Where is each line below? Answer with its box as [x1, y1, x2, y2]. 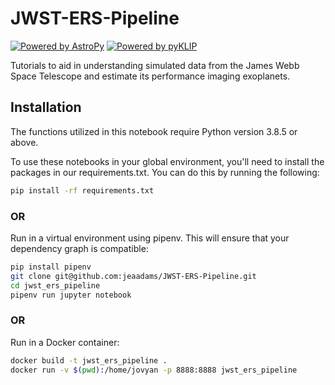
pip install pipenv [10, 262, 92, 272]
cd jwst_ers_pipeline [10, 280, 101, 291]
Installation [10, 99, 82, 116]
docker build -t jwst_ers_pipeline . [10, 355, 168, 366]
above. [10, 136, 39, 148]
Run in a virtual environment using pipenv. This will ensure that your [10, 232, 290, 244]
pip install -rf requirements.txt [10, 185, 155, 196]
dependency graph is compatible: [10, 242, 149, 254]
